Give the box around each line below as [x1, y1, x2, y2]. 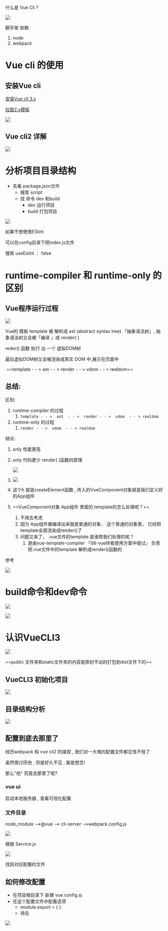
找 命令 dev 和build [20, 195, 60, 201]
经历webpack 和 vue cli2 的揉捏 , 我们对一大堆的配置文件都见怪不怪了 [5, 748, 150, 754]
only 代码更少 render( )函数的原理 [12, 457, 82, 463]
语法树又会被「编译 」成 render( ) [9, 334, 79, 340]
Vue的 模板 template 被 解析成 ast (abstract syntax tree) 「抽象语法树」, [5, 328, 155, 334]
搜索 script [20, 189, 43, 195]
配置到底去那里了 [5, 734, 59, 743]
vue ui [5, 783, 21, 790]
